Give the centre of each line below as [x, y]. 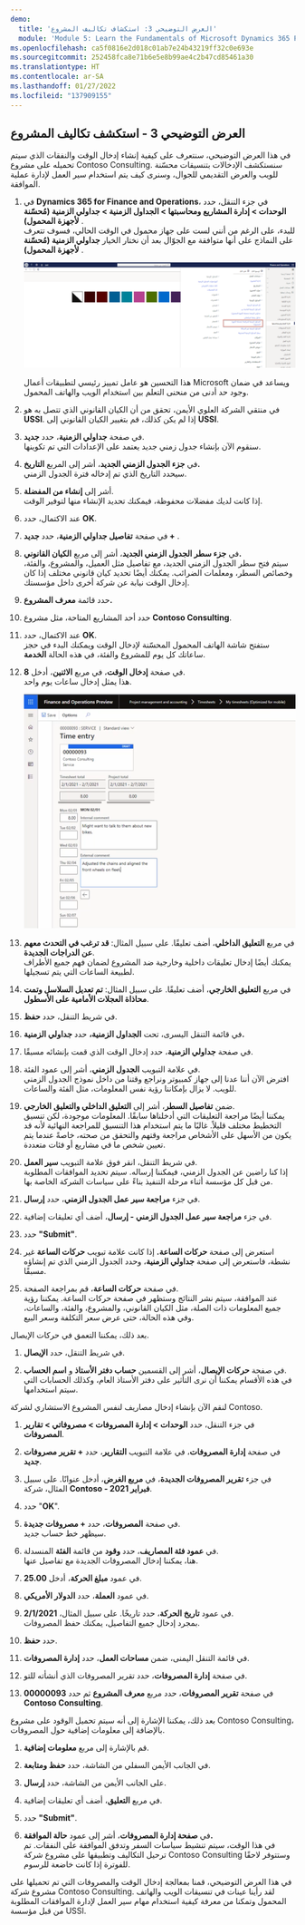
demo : [20, 19]
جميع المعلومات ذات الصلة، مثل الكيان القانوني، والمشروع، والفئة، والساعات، [152, 1308]
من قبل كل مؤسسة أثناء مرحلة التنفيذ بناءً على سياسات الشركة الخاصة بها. [148, 1181]
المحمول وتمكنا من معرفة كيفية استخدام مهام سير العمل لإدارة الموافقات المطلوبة [148, 1901]
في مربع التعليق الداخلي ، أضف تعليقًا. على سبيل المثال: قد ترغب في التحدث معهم [159, 942]
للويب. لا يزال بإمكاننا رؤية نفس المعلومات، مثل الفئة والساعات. [130, 1088]
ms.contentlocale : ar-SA [57, 77]
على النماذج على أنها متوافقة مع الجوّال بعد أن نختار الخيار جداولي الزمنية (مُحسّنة [158, 240]
